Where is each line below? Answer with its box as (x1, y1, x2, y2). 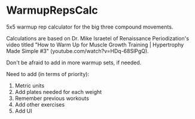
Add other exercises (14, 101, 65, 108)
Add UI (14, 107, 32, 114)
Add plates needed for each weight (14, 88, 102, 95)
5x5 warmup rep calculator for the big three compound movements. (6, 23, 173, 30)
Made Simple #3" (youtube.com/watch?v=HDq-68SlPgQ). (6, 47, 149, 54)
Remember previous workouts (14, 95, 90, 102)
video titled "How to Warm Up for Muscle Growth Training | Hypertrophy (6, 41, 184, 48)
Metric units (14, 82, 45, 89)
